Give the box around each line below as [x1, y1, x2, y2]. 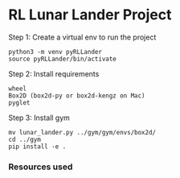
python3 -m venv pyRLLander [8, 48, 103, 56]
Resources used [8, 161, 73, 172]
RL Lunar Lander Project [8, 6, 172, 24]
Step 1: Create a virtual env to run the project [8, 32, 157, 42]
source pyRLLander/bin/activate [8, 55, 117, 63]
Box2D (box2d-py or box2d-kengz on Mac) [8, 91, 146, 100]
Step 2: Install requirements [8, 68, 100, 78]
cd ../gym [8, 135, 42, 143]
